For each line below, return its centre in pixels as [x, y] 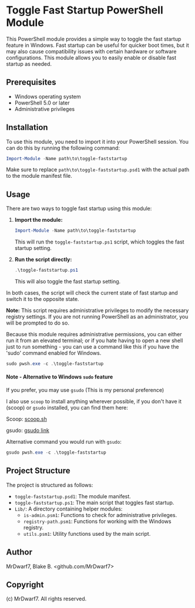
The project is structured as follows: [50, 485]
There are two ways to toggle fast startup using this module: [79, 208]
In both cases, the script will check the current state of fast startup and [92, 293]
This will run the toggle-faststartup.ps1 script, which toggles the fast [99, 242]
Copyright [25, 585]
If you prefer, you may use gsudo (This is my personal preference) [85, 390]
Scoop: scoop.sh [26, 419]
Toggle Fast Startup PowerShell [85, 10]
